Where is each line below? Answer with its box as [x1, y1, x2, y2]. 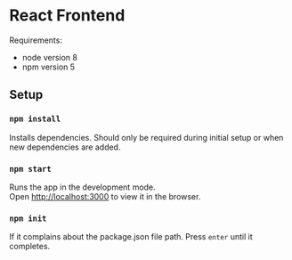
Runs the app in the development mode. [9, 182, 156, 192]
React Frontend [9, 5, 126, 26]
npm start [9, 164, 52, 174]
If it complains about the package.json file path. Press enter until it [9, 232, 253, 242]
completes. [9, 241, 51, 252]
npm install [9, 114, 61, 125]
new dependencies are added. [9, 142, 121, 152]
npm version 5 [21, 61, 76, 72]
